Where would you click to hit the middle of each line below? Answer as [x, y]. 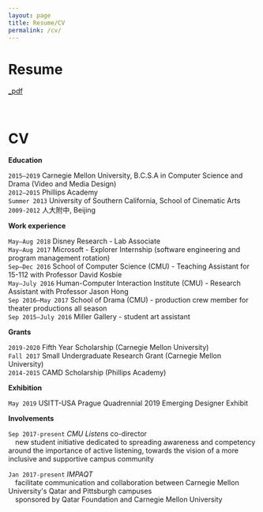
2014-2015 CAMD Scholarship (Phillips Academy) [87, 373]
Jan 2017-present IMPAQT [51, 474]
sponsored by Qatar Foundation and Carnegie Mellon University [119, 499]
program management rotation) [59, 258]
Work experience [37, 226]
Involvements [31, 419]
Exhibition [25, 388]
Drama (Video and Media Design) [62, 184]
